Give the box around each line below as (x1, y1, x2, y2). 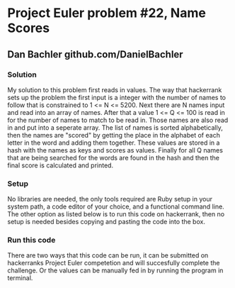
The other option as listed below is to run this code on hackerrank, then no (7, 210, 225, 218)
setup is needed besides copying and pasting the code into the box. (7, 218, 205, 226)
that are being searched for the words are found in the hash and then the (7, 153, 219, 162)
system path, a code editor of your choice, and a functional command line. (7, 202, 224, 211)
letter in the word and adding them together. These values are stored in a (7, 138, 220, 147)
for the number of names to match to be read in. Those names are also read (7, 116, 229, 124)
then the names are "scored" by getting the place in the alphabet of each (7, 131, 221, 139)
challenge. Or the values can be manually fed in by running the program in (7, 266, 224, 275)
